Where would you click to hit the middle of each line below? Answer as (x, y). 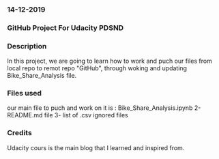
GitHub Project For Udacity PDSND (65, 27)
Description (27, 46)
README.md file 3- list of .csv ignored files (68, 115)
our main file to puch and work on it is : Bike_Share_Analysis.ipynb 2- (104, 108)
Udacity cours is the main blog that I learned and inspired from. (96, 147)
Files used (25, 93)
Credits (19, 133)
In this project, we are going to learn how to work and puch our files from (110, 61)
